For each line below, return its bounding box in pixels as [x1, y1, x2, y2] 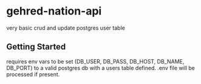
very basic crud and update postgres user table [6, 24, 126, 31]
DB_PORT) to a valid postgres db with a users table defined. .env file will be [6, 64, 196, 71]
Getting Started [6, 42, 66, 52]
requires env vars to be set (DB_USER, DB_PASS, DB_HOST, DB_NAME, [6, 57, 185, 65]
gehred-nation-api [6, 4, 102, 18]
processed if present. [6, 71, 60, 78]
